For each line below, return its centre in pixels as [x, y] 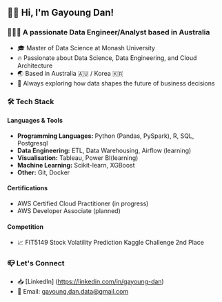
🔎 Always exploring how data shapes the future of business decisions [116, 83]
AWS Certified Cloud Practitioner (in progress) [83, 203]
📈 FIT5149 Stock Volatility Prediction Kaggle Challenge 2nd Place [111, 243]
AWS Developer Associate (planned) [69, 211]
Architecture [35, 66]
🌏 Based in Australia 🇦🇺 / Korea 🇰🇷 [70, 73]
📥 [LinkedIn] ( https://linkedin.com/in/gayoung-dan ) [90, 281]
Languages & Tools [35, 121]
